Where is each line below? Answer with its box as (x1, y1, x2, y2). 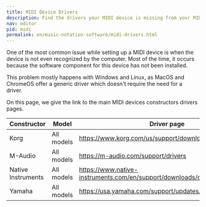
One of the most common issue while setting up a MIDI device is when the (6, 49, 194, 56)
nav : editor (6, 20, 37, 26)
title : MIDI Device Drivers (6, 9, 78, 15)
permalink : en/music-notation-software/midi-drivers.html (6, 32, 158, 38)
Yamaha (9, 187, 33, 195)
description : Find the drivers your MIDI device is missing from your (6, 15, 191, 21)
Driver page (149, 120, 185, 128)
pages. (6, 105, 24, 112)
